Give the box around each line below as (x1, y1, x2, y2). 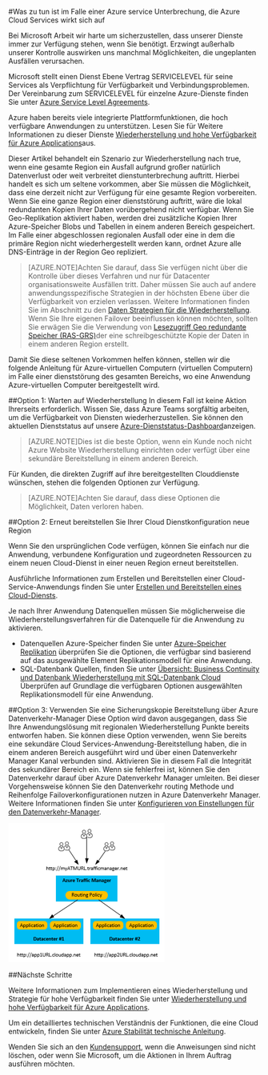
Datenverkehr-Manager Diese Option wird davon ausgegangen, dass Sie (8, 713, 247, 723)
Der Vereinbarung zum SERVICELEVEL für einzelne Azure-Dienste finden (8, 89, 250, 98)
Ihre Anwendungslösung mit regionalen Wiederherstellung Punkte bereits (8, 722, 250, 731)
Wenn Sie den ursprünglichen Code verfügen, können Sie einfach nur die (8, 541, 250, 550)
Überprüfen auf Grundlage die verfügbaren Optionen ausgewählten (19, 681, 242, 690)
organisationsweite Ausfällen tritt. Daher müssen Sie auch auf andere (27, 280, 257, 289)
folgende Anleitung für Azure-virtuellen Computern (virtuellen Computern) (8, 363, 254, 373)
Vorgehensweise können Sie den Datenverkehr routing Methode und (8, 781, 234, 791)
